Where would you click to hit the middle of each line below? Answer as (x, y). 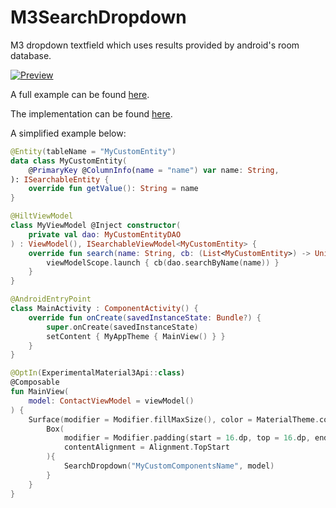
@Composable (35, 382)
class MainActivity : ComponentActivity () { (104, 309)
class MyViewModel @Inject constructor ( (96, 226)
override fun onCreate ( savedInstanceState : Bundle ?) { (145, 317)
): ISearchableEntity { (60, 179)
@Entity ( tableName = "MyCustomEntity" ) (93, 151)
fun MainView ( (40, 392)
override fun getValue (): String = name (113, 189)
